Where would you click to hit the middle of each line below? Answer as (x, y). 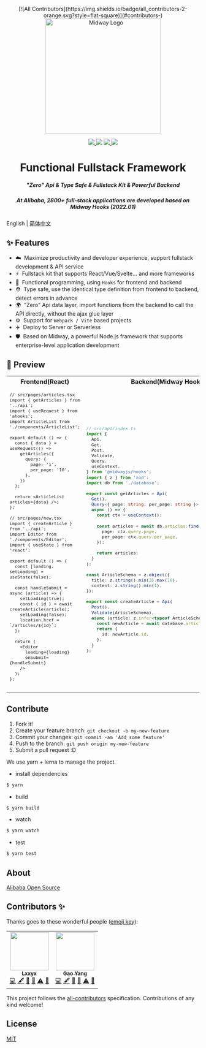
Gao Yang (75, 973)
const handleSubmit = (41, 588)
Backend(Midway (157, 382)
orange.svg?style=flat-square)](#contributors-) (103, 15)
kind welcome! (25, 1004)
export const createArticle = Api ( (129, 602)
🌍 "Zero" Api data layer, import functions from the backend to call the (105, 305)
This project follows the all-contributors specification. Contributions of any (101, 998)
